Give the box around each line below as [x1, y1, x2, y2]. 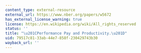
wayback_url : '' [5, 40, 39, 45]
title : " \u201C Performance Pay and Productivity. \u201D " [5, 31, 127, 36]
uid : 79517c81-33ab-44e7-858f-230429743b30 [5, 36, 98, 41]
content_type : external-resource [5, 7, 76, 13]
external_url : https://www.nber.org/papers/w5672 [5, 12, 112, 17]
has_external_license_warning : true [5, 17, 82, 22]
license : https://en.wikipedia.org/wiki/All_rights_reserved [5, 21, 136, 27]
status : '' [5, 26, 28, 31]
